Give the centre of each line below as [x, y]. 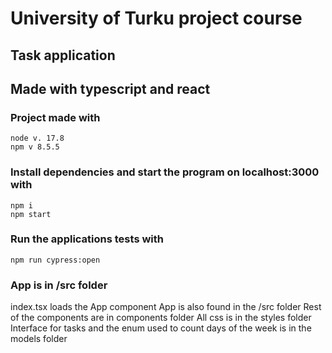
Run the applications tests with [87, 239]
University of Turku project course [156, 18]
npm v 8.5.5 [35, 147]
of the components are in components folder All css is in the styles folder [161, 318]
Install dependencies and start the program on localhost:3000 [165, 172]
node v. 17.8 [37, 138]
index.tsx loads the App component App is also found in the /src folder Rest [166, 307]
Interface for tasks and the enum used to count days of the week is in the [161, 328]
